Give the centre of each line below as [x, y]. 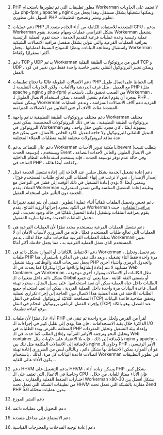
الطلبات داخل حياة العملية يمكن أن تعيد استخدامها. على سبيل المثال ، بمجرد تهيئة [85, 283]
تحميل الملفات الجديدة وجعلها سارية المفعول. [53, 217]
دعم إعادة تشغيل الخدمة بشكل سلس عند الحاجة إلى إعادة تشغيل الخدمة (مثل [82, 172]
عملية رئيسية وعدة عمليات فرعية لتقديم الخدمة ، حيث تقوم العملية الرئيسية [80, 37]
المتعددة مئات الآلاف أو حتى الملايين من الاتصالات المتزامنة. [65, 107]
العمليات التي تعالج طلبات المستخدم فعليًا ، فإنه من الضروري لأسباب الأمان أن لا [84, 232]
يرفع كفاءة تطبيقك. [30, 309]
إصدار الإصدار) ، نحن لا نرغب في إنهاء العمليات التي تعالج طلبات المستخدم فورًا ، [84, 177]
